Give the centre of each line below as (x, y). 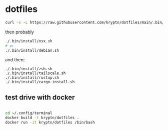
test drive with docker (40, 97)
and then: (15, 60)
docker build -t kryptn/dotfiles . (42, 118)
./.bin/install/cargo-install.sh (40, 82)
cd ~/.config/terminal (29, 113)
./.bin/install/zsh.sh (29, 69)
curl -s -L (16, 22)
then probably (19, 32)
